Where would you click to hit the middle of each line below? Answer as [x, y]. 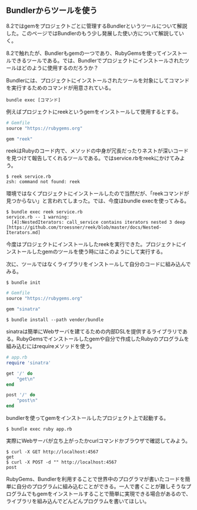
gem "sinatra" [24, 309]
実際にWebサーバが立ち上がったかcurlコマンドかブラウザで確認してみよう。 [98, 441]
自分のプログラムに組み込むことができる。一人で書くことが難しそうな [101, 486]
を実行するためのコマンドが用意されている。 [60, 88]
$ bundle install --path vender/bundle [55, 320]
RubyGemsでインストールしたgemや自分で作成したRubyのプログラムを [103, 339]
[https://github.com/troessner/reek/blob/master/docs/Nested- [84, 228]
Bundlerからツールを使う [52, 11]
